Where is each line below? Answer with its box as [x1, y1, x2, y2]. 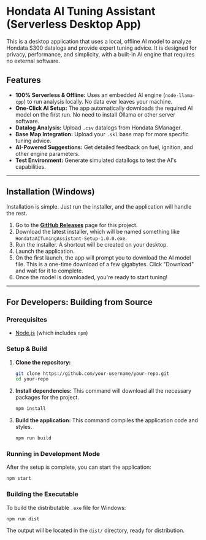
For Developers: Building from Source [6, 296, 153, 307]
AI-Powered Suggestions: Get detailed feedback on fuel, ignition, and [15, 143, 193, 151]
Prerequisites [6, 315, 47, 323]
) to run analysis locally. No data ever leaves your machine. [23, 98, 173, 105]
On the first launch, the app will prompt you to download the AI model [15, 253, 191, 261]
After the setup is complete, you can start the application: [6, 463, 151, 471]
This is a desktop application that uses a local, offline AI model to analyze [6, 37, 192, 45]
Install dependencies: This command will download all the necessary [15, 387, 192, 395]
